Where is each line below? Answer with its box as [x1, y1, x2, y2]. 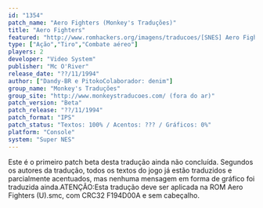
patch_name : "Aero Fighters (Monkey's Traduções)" [8, 19, 177, 27]
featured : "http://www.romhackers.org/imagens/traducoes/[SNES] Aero [8, 33, 240, 42]
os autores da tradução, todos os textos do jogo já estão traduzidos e [8, 166, 232, 175]
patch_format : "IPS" [8, 114, 76, 122]
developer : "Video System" [8, 56, 96, 64]
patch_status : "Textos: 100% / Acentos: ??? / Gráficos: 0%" [8, 121, 212, 129]
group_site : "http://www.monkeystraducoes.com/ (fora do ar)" [8, 92, 215, 100]
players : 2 [8, 48, 44, 56]
